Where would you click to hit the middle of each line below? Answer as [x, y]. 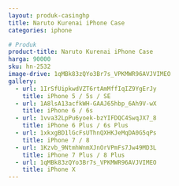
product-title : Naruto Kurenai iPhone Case [81, 52]
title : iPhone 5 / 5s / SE [67, 96]
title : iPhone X [49, 170]
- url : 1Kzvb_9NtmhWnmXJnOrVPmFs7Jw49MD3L [86, 147]
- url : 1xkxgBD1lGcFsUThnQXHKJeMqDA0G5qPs [86, 133]
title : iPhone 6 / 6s [58, 111]
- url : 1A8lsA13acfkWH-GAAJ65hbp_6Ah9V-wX [86, 104]
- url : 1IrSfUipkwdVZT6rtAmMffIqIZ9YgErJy [86, 89]
